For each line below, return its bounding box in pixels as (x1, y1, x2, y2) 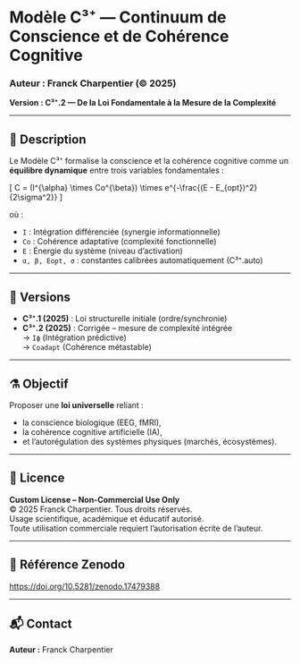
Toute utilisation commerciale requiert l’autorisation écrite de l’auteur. (9, 523, 263, 533)
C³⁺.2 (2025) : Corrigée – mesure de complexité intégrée (21, 323, 233, 334)
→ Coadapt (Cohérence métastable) (21, 342, 152, 353)
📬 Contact (9, 616, 72, 631)
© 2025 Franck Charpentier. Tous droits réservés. (9, 504, 193, 515)
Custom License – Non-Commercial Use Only (9, 494, 180, 505)
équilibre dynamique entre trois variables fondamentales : (9, 165, 225, 176)
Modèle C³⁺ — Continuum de (9, 7, 227, 28)
